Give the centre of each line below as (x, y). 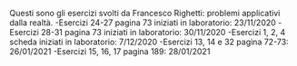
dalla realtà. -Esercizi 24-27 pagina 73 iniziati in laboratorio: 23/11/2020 (143, 23)
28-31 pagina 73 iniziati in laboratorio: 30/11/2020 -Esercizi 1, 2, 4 (163, 32)
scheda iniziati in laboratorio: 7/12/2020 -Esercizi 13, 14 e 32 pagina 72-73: (149, 42)
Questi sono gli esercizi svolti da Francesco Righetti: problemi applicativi (145, 13)
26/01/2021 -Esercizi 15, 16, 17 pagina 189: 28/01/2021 (110, 52)
